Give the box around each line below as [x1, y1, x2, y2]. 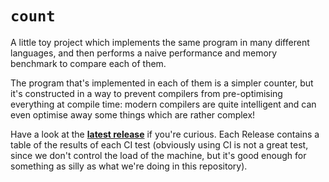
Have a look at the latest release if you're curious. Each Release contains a [10, 128, 320, 140]
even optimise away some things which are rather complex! [10, 108, 256, 121]
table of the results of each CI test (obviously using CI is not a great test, [10, 138, 309, 151]
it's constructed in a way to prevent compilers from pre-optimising [10, 87, 283, 99]
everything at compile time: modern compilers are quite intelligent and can [10, 98, 317, 110]
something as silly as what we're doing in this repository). [10, 160, 248, 172]
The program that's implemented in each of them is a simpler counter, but [10, 77, 314, 89]
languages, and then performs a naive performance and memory [10, 47, 278, 59]
